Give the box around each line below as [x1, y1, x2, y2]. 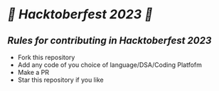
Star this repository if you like [17, 75, 105, 84]
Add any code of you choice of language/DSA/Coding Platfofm [17, 61, 203, 69]
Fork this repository [17, 53, 75, 61]
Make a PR [17, 68, 50, 76]
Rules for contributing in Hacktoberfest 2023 [7, 35, 212, 47]
